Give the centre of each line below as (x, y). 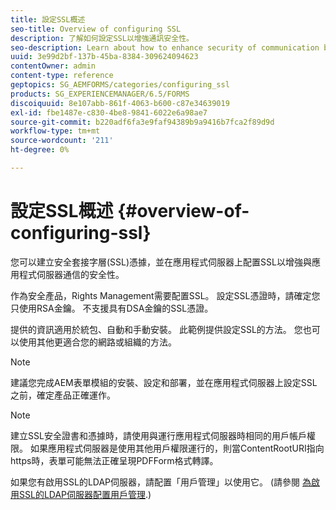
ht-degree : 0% (40, 150)
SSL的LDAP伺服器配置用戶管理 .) (85, 494)
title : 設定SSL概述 (48, 19)
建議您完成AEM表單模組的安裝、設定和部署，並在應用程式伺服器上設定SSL (164, 382)
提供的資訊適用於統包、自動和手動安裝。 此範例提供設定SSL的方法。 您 (156, 329)
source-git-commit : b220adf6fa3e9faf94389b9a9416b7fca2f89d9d (142, 122)
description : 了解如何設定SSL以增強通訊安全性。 (102, 38)
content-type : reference (62, 76)
